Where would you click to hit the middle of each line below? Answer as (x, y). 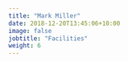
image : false (30, 31)
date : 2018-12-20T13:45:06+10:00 (64, 23)
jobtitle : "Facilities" (48, 38)
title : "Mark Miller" (45, 16)
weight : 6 (25, 46)
